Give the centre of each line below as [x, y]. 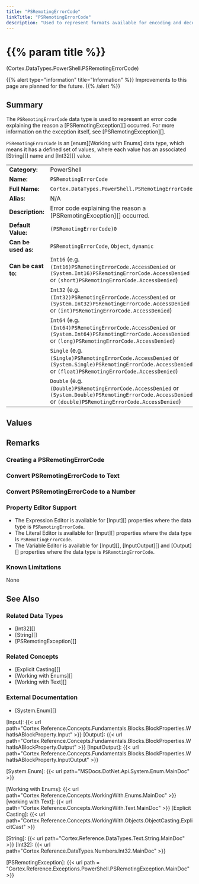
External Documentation [42, 697]
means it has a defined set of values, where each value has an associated [96, 149]
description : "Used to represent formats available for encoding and [94, 23]
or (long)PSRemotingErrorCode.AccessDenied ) [113, 341]
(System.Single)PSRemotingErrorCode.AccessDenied [121, 365]
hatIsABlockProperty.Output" [41, 747]
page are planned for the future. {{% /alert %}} [63, 86]
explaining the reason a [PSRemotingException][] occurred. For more [90, 126]
